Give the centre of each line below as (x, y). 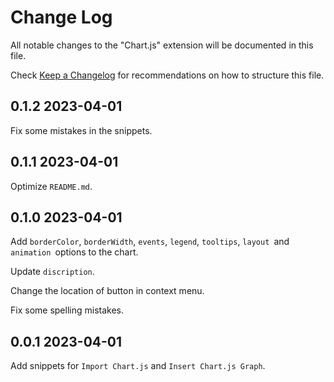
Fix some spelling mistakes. (67, 310)
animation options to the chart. (74, 252)
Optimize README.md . (51, 186)
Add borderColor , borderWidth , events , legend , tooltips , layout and (150, 242)
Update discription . (52, 272)
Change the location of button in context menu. (107, 291)
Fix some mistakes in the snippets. (81, 130)
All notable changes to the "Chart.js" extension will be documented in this (162, 45)
